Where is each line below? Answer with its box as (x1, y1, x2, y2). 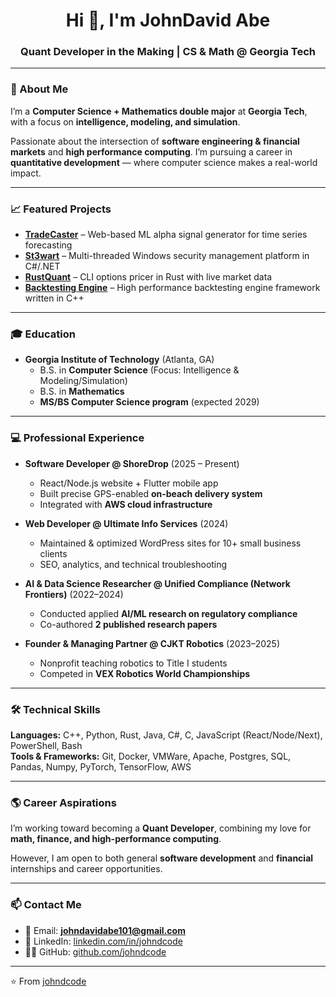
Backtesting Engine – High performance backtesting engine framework (24, 282, 321, 294)
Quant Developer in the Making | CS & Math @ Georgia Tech (20, 45, 316, 59)
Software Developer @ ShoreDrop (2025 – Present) (24, 457, 240, 469)
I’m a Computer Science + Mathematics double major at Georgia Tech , (10, 105, 308, 117)
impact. (10, 167, 42, 179)
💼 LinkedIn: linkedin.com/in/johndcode (24, 935, 183, 947)
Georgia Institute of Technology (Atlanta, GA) (24, 354, 215, 366)
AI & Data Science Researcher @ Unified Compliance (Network (24, 577, 291, 589)
